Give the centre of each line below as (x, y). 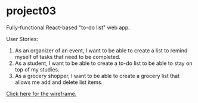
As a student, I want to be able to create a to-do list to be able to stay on (103, 63)
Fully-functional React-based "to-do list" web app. (68, 27)
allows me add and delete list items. (59, 82)
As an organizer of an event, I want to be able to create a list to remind (101, 50)
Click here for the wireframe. (41, 93)
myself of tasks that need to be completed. (67, 57)
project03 (31, 11)
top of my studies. (37, 69)
